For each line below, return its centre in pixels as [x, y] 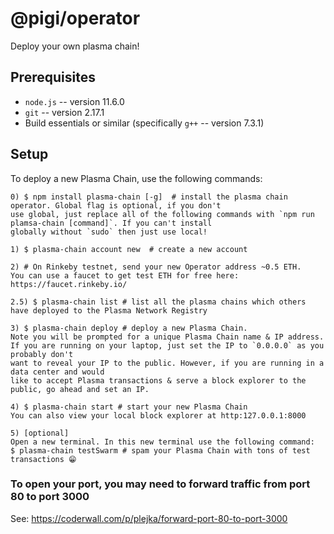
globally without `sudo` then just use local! [109, 232]
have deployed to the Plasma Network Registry [109, 310]
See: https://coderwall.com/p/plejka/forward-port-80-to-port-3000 [149, 518]
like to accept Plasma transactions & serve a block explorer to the [158, 380]
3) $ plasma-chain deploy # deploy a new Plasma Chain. [129, 328]
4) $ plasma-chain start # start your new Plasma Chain [129, 407]
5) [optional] [40, 433]
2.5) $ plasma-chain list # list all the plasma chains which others [158, 302]
